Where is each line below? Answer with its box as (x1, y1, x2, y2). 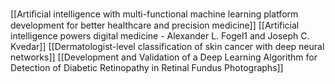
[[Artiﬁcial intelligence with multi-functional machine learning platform (10, 8, 299, 20)
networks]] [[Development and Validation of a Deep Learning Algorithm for (10, 51, 318, 63)
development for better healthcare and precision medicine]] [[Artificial (10, 19, 300, 31)
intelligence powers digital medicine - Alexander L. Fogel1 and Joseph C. (10, 30, 310, 42)
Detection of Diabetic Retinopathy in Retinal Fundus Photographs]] (10, 62, 284, 73)
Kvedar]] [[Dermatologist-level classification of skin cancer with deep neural (10, 41, 325, 52)
